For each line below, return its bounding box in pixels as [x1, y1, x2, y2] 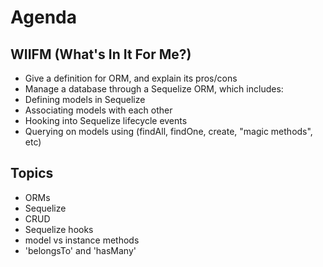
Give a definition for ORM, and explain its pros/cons [24, 72, 238, 84]
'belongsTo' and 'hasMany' [24, 244, 137, 256]
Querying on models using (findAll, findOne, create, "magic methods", [24, 126, 313, 137]
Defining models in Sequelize [24, 94, 146, 105]
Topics [10, 165, 54, 182]
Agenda [10, 6, 77, 29]
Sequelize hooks [24, 223, 94, 235]
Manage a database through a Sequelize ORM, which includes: [24, 83, 284, 95]
